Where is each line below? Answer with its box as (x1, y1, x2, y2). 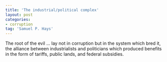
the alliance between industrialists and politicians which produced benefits (5, 46, 162, 52)
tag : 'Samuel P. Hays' (5, 26, 53, 32)
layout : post (5, 12, 33, 17)
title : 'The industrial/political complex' (5, 7, 99, 13)
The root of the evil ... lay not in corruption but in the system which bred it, (5, 40, 161, 46)
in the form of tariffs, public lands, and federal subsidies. (5, 51, 124, 57)
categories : (5, 17, 31, 22)
